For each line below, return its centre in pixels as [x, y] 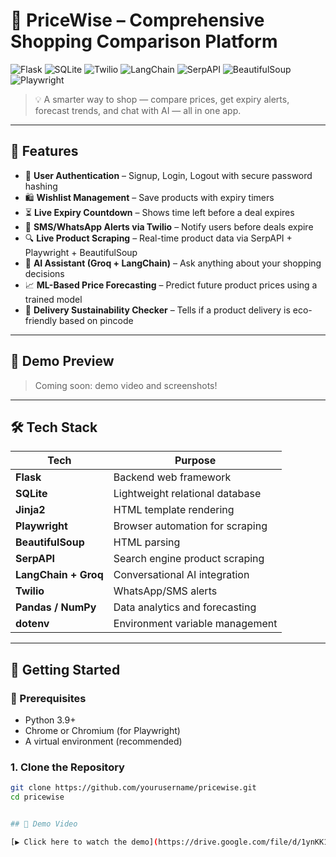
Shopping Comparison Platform [144, 41]
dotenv [32, 624]
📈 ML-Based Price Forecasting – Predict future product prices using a [171, 285]
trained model [53, 299]
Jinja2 [30, 510]
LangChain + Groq [59, 575]
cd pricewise [37, 797]
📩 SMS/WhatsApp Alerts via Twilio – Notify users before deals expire [169, 226]
